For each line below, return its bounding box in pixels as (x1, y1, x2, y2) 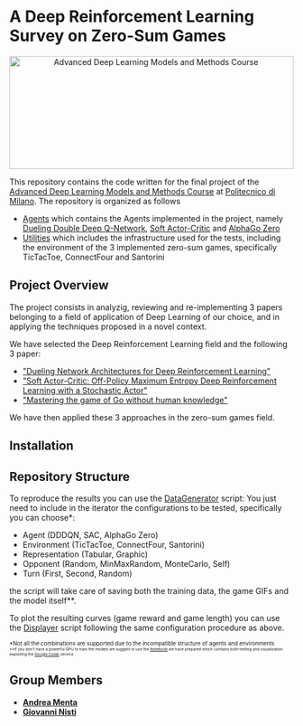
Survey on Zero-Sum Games (9, 25, 227, 46)
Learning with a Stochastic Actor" (22, 384, 148, 395)
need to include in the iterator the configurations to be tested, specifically (9, 502, 282, 513)
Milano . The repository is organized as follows (9, 195, 181, 206)
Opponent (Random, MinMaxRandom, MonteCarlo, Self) (22, 558, 231, 569)
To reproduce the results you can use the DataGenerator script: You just (9, 493, 277, 504)
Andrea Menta (22, 696, 78, 707)
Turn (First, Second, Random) (22, 568, 133, 579)
